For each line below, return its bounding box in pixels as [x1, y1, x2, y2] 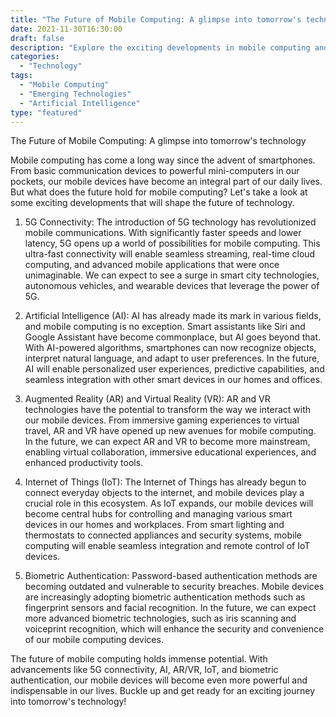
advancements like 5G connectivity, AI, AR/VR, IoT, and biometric [10, 664, 279, 676]
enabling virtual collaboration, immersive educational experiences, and [24, 446, 317, 458]
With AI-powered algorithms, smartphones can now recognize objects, [24, 342, 317, 354]
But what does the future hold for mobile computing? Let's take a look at [10, 186, 308, 198]
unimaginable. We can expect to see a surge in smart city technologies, [24, 269, 320, 281]
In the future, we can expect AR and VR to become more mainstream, [24, 436, 311, 448]
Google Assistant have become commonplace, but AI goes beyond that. [24, 331, 322, 343]
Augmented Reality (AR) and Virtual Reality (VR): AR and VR [24, 393, 271, 405]
